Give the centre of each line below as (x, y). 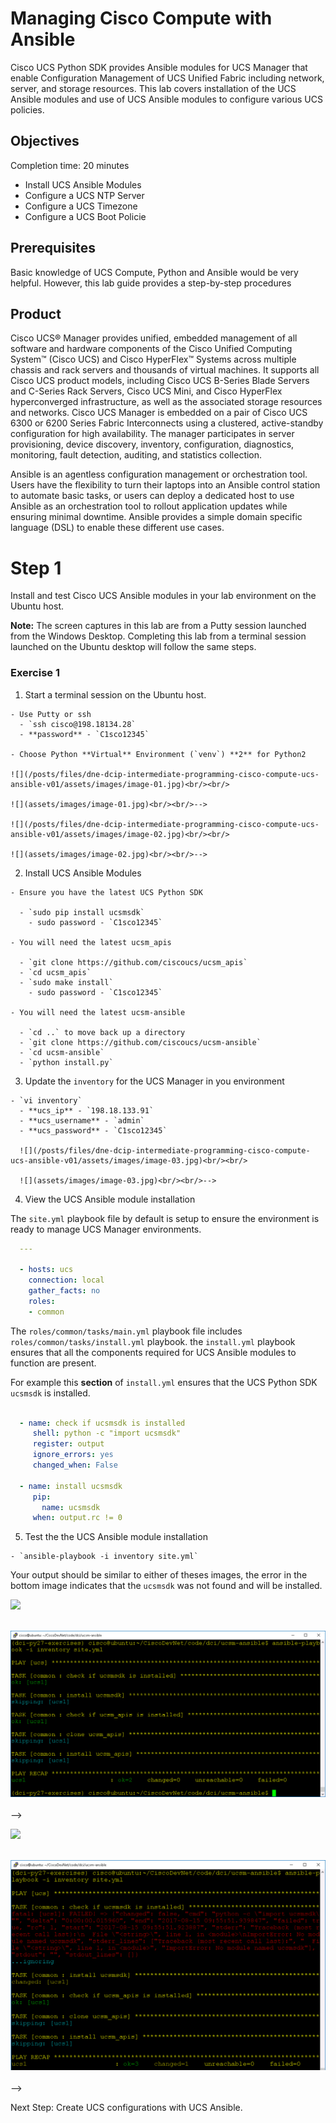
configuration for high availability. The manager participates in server (152, 434)
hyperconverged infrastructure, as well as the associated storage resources (166, 402)
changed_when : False (75, 1465)
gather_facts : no (64, 1291)
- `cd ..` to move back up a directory (102, 1032)
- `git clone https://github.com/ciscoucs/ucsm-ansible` (140, 1042)
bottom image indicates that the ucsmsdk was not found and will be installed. (166, 1586)
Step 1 (36, 568)
